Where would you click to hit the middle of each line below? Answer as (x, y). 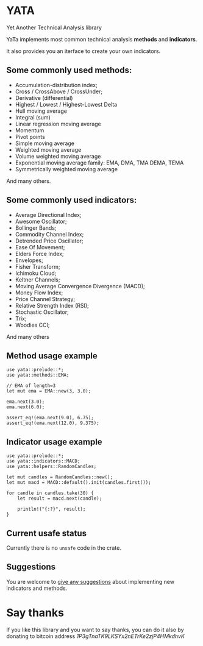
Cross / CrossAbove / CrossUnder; (59, 91)
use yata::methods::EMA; (38, 375)
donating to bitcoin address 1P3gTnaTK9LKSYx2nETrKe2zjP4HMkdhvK (95, 636)
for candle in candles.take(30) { (50, 493)
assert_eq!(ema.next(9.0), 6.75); (50, 418)
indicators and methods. (37, 588)
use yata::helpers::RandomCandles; (52, 467)
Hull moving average (41, 111)
